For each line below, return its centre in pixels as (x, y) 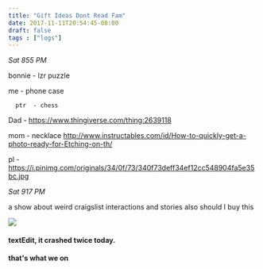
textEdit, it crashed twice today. (62, 240)
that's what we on (39, 258)
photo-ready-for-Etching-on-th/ (60, 144)
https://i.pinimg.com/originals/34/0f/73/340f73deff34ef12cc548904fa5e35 (131, 168)
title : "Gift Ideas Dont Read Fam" (67, 15)
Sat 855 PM (27, 60)
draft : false (30, 30)
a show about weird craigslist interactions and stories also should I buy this (131, 207)
